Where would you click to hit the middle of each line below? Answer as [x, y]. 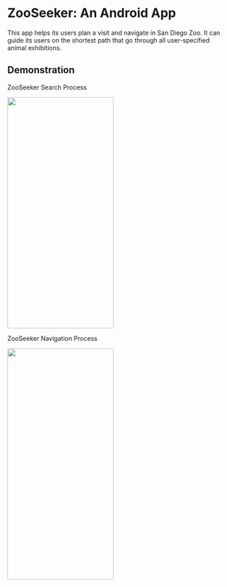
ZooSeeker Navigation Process [52, 338]
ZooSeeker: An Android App [92, 13]
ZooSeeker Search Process [47, 87]
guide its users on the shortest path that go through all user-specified [109, 40]
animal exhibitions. [35, 48]
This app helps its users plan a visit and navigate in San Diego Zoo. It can [114, 33]
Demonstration [41, 70]
